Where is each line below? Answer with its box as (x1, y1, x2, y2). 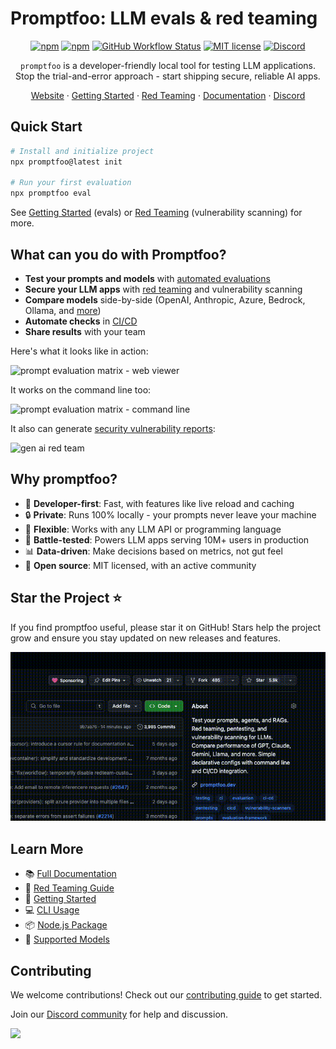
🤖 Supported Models (24, 933, 110, 946)
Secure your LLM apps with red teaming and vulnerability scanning (24, 283, 303, 295)
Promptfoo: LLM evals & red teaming (10, 7, 318, 30)
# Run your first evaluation (10, 178, 132, 188)
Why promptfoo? (10, 471, 118, 488)
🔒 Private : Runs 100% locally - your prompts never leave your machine (24, 508, 317, 521)
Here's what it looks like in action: (10, 345, 149, 357)
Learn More (10, 840, 84, 857)
